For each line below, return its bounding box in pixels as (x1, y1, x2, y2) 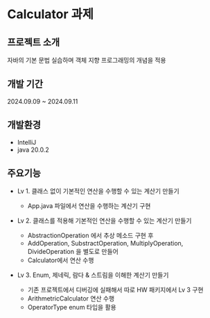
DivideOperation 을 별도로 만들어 (27, 248, 119, 256)
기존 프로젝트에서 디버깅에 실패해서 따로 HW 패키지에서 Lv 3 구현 (27, 286, 204, 294)
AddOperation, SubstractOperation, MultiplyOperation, (27, 239, 184, 248)
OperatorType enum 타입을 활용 (27, 303, 116, 312)
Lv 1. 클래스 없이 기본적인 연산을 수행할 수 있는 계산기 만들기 (17, 187, 180, 196)
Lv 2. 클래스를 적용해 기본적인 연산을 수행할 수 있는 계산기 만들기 (17, 216, 192, 225)
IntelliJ (17, 138, 37, 146)
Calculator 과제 (7, 6, 94, 22)
